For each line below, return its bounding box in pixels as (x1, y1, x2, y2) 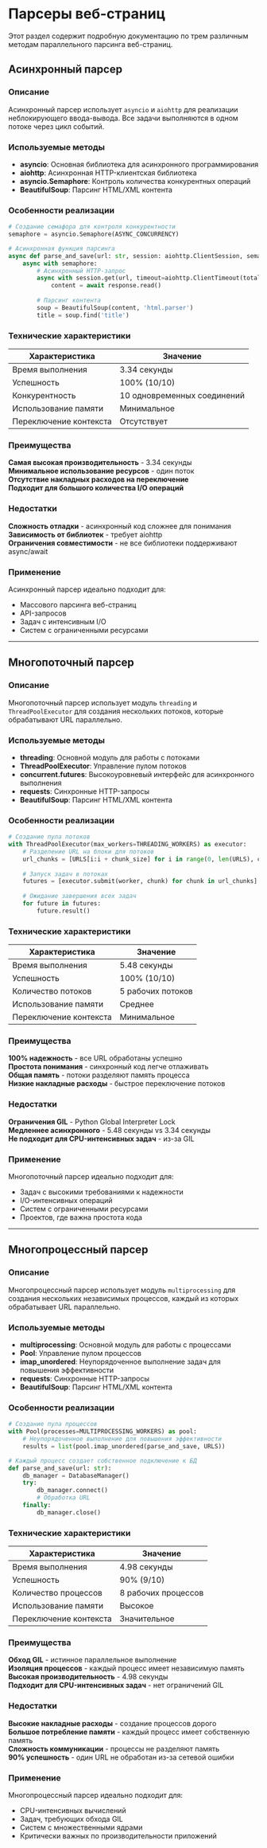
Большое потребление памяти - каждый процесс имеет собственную (8, 1727, 250, 1737)
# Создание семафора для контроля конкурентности (8, 223, 176, 231)
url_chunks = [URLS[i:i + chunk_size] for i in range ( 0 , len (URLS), (22, 855, 254, 863)
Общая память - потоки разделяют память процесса (8, 1070, 191, 1080)
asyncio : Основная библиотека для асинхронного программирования (19, 159, 259, 169)
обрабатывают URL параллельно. (8, 714, 123, 725)
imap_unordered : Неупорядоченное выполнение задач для (19, 1357, 221, 1366)
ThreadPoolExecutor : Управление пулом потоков (19, 761, 187, 771)
